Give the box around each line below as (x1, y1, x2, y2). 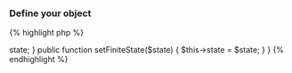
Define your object (9, 7, 92, 20)
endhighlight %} (9, 54, 69, 65)
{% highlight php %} (9, 28, 85, 38)
